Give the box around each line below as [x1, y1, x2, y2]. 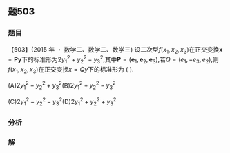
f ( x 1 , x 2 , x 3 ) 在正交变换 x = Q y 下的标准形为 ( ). [8, 65, 134, 75]
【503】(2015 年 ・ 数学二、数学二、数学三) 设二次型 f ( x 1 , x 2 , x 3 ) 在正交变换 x [8, 45, 223, 55]
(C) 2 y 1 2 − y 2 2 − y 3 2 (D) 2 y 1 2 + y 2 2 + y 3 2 [8, 96, 117, 108]
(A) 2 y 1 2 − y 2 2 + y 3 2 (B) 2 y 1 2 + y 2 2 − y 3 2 [8, 80, 116, 91]
